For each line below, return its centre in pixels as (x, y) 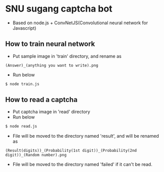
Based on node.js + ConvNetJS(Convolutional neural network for (80, 23)
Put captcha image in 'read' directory (51, 112)
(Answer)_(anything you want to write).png (52, 65)
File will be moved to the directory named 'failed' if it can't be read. (83, 164)
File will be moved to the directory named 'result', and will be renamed (86, 136)
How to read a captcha (41, 100)
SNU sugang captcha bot (59, 9)
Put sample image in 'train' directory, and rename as (67, 56)
